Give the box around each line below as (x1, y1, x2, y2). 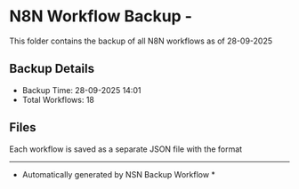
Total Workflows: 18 (21, 94, 95, 105)
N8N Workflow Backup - (9, 6, 193, 27)
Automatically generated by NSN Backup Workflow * (21, 169, 216, 179)
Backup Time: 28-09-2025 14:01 (21, 84, 141, 95)
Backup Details (9, 61, 95, 76)
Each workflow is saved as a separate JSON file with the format (9, 144, 243, 154)
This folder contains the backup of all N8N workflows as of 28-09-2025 (9, 35, 273, 46)
